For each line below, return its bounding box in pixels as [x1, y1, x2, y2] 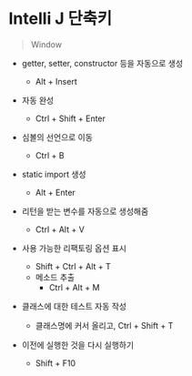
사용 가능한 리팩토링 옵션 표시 [21, 242, 126, 253]
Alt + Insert [35, 76, 78, 86]
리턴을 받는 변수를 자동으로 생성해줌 [21, 206, 149, 217]
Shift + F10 [35, 357, 76, 369]
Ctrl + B [35, 149, 65, 160]
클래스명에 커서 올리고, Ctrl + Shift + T [35, 320, 174, 330]
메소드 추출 [35, 271, 75, 282]
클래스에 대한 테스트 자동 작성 [21, 300, 126, 311]
